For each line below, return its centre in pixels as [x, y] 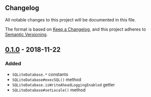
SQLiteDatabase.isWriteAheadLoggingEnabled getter [64, 84]
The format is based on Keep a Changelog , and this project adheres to [75, 29]
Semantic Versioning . [26, 34]
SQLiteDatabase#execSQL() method [47, 79]
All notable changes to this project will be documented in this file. [71, 19]
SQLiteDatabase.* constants [40, 74]
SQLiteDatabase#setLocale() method [49, 90]
